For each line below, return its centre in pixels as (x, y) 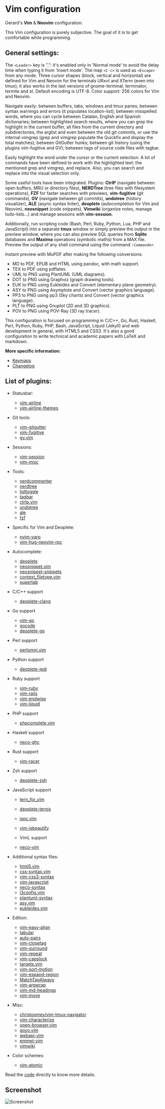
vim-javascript (34, 882)
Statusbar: (23, 393)
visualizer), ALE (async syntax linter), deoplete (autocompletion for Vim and (82, 204)
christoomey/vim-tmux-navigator (53, 1014)
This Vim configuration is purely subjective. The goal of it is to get (72, 32)
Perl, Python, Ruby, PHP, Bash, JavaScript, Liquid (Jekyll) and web (72, 325)
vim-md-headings (38, 990)
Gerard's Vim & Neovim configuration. (44, 23)
